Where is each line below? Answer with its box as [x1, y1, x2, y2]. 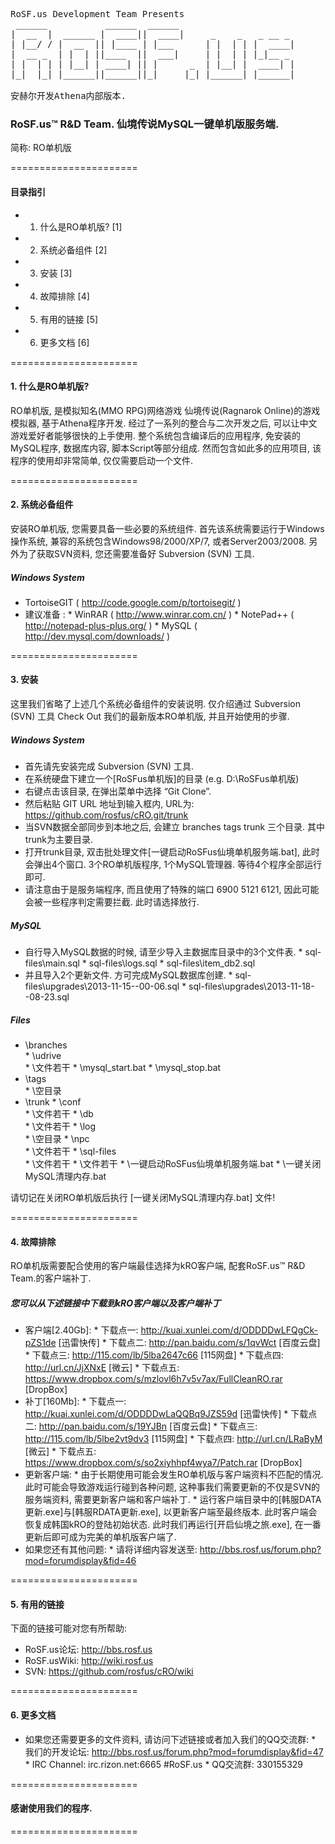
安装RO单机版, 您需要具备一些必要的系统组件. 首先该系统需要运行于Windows [10, 522, 325, 534]
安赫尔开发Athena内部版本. [10, 90, 127, 101]
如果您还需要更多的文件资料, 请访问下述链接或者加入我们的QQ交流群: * [24, 1733, 317, 1745]
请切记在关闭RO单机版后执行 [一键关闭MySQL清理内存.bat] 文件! [10, 1191, 276, 1203]
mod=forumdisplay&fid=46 [24, 1555, 137, 1567]
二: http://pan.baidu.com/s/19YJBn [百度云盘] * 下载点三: [24, 1420, 258, 1433]
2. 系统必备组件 [10, 499, 74, 511]
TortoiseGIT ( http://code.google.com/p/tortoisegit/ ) [24, 596, 242, 608]
